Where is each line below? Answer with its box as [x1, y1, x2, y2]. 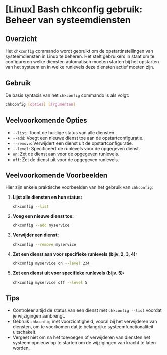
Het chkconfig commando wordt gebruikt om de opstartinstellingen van [5, 48, 154, 54]
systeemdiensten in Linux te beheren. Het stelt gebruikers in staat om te [5, 53, 155, 59]
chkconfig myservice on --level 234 [12, 261, 90, 266]
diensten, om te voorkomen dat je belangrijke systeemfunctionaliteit [12, 323, 154, 330]
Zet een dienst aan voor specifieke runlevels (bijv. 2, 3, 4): [12, 251, 137, 257]
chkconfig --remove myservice [12, 242, 77, 247]
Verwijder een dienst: [12, 232, 59, 239]
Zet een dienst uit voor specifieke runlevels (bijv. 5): [12, 270, 125, 276]
